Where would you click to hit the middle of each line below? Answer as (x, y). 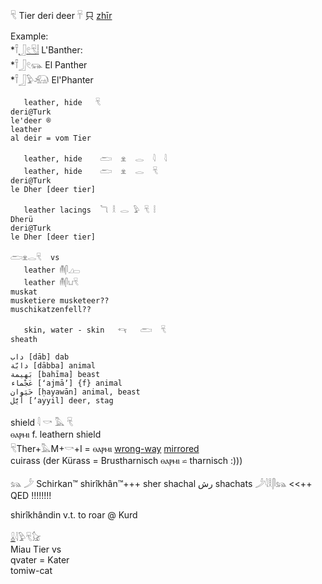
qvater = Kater (40, 560)
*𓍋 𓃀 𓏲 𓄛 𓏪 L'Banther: (46, 50)
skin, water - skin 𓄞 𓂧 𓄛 (95, 330)
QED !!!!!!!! (31, 495)
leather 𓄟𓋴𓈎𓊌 (51, 270)
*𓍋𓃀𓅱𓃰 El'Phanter (52, 80)
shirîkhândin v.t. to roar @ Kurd (74, 515)
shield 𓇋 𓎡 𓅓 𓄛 (41, 422)
